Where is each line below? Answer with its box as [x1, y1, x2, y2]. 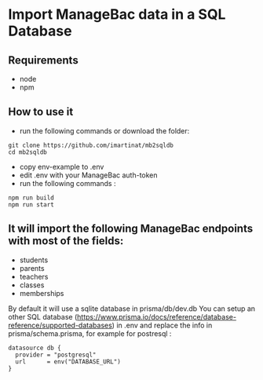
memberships [19, 288, 64, 298]
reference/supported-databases [8, 320, 112, 330]
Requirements [8, 53, 79, 67]
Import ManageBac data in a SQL [8, 5, 226, 24]
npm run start [8, 200, 55, 209]
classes [19, 280, 45, 290]
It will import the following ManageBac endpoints [8, 222, 254, 236]
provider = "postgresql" [15, 351, 97, 359]
